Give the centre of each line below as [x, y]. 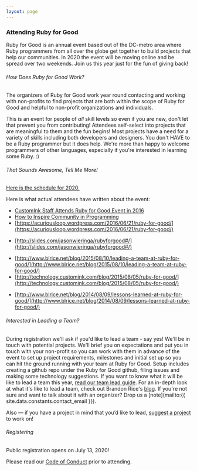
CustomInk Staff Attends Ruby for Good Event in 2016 [79, 211]
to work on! [20, 419]
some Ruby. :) [23, 157]
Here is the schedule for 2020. [43, 188]
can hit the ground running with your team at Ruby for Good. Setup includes [98, 364]
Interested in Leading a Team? [43, 320]
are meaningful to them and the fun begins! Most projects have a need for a [97, 131]
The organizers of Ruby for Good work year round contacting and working [96, 95]
